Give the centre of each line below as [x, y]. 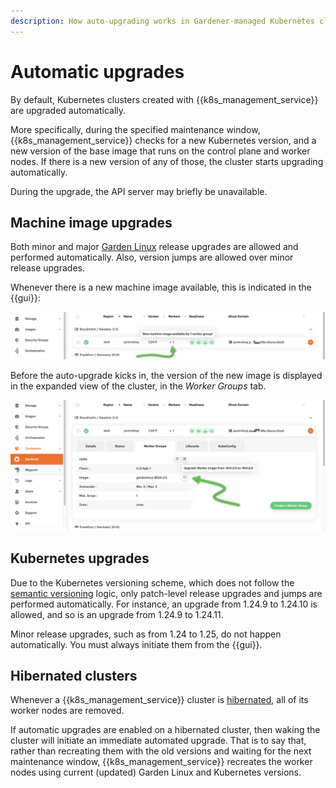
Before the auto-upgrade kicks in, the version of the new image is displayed [166, 376]
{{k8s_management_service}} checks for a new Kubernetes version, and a [163, 140]
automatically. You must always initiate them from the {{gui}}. [136, 644]
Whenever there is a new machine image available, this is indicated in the [161, 287]
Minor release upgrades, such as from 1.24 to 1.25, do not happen [146, 634]
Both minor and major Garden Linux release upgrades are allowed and [154, 247]
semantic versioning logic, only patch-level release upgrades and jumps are [166, 593]
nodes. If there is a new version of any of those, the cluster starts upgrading [167, 161]
